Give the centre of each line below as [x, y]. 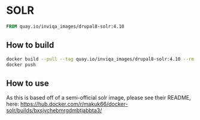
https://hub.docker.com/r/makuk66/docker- [74, 104]
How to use [28, 83]
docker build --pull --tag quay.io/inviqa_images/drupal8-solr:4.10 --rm [100, 59]
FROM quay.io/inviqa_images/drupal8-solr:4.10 [65, 26]
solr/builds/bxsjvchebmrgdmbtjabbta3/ [54, 110]
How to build [30, 45]
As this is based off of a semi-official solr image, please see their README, [99, 98]
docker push [21, 64]
